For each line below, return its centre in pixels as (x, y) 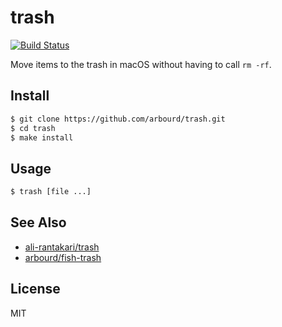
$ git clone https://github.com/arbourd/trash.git (118, 119)
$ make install (42, 137)
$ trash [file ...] (51, 192)
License (35, 289)
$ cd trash (33, 128)
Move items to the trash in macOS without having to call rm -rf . (141, 64)
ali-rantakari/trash (62, 247)
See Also (38, 222)
